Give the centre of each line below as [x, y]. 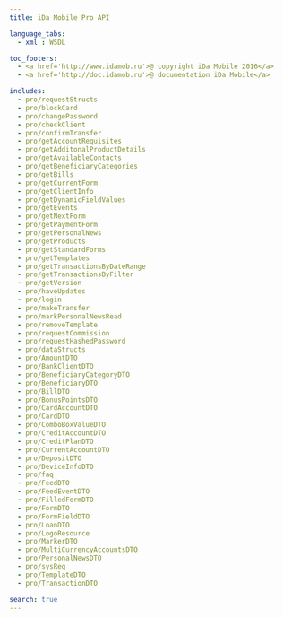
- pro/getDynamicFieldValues [72, 200]
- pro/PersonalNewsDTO [60, 558]
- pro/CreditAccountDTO [61, 433]
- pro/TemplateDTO [52, 575]
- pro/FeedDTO [43, 483]
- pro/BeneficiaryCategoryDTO [73, 374]
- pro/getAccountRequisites [70, 141]
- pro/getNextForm [52, 216]
